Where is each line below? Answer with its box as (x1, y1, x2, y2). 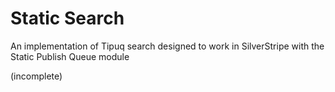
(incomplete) (10, 70, 63, 82)
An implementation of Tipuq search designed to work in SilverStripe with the (10, 40, 325, 52)
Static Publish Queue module (10, 50, 130, 62)
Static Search (10, 7, 125, 30)
